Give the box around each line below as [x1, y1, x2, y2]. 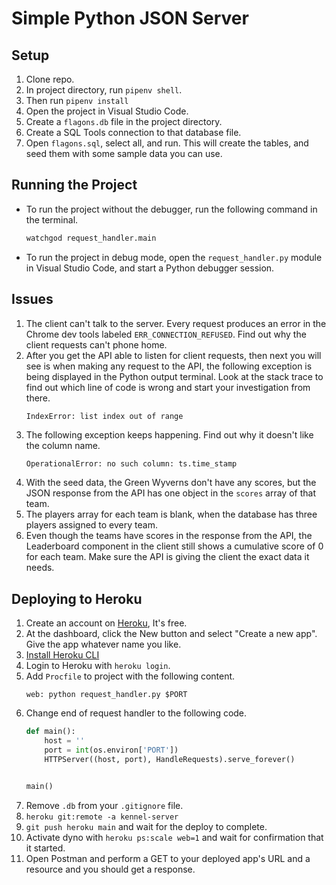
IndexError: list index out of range [25, 411, 184, 421]
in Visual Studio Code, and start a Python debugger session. [25, 262, 275, 274]
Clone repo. [25, 73, 75, 85]
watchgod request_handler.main [25, 233, 157, 243]
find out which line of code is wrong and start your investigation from [25, 381, 311, 393]
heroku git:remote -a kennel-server [25, 812, 179, 822]
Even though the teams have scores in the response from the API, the [25, 530, 313, 542]
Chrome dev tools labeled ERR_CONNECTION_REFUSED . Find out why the [25, 328, 307, 340]
